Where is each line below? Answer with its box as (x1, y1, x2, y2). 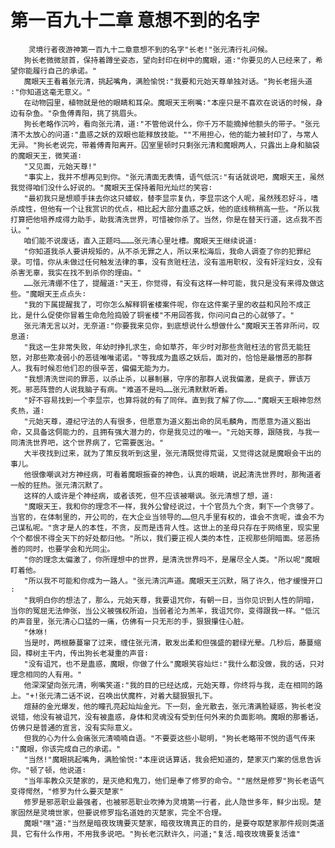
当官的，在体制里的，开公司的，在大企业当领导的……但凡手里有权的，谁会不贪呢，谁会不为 (10, 512, 325, 522)
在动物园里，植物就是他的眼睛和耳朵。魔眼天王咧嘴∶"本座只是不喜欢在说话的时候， (23, 97, 316, 108)
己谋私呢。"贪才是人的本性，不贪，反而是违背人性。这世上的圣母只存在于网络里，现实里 (10, 522, 320, 533)
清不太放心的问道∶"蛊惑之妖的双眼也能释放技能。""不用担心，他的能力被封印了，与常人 (10, 129, 319, 140)
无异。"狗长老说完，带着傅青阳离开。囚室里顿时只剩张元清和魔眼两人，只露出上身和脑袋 (10, 140, 320, 150)
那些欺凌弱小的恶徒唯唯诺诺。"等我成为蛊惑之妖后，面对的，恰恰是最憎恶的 (32, 352, 298, 363)
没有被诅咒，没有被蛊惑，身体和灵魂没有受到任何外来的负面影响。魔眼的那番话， (39, 712, 323, 722)
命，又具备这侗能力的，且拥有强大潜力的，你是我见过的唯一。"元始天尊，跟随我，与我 (10, 427, 313, 437)
